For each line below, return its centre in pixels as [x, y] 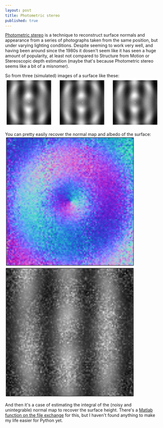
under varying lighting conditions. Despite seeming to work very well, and [79, 45]
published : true [21, 21]
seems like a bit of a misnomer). [37, 66]
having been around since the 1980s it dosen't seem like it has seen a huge [81, 51]
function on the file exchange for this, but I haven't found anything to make [80, 415]
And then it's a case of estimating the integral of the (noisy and [68, 405]
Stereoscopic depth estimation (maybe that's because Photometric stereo [79, 61]
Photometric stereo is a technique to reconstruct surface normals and [75, 35]
